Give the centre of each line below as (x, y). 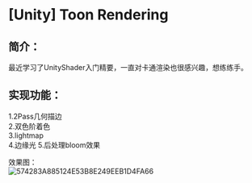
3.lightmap (26, 135)
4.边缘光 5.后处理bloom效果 (55, 145)
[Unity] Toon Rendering (88, 15)
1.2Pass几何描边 (35, 116)
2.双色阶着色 (29, 126)
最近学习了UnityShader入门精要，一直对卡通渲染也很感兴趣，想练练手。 (128, 67)
